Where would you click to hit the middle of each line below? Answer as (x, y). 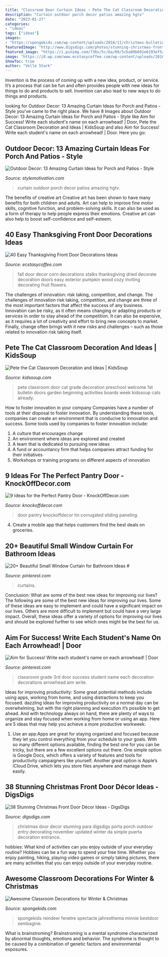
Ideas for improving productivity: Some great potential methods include (79, 692)
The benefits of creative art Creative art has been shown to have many (78, 197)
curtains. (26, 585)
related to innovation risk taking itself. (44, 332)
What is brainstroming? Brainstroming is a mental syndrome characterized (81, 933)
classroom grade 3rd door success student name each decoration (85, 677)
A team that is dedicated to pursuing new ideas (61, 444)
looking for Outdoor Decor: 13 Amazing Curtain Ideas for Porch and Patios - (83, 106)
